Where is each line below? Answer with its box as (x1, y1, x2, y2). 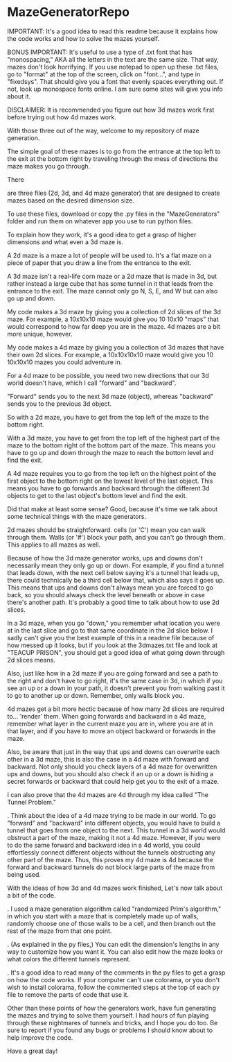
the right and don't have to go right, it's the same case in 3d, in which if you (7, 676, 223, 685)
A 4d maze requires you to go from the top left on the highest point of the (7, 469, 217, 477)
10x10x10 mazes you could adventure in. (7, 358, 123, 366)
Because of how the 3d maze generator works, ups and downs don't (7, 554, 203, 562)
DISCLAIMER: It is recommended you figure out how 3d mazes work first (7, 105, 215, 114)
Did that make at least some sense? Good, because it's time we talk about (7, 504, 218, 513)
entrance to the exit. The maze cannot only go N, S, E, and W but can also (7, 286, 218, 295)
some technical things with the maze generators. (7, 512, 147, 520)
